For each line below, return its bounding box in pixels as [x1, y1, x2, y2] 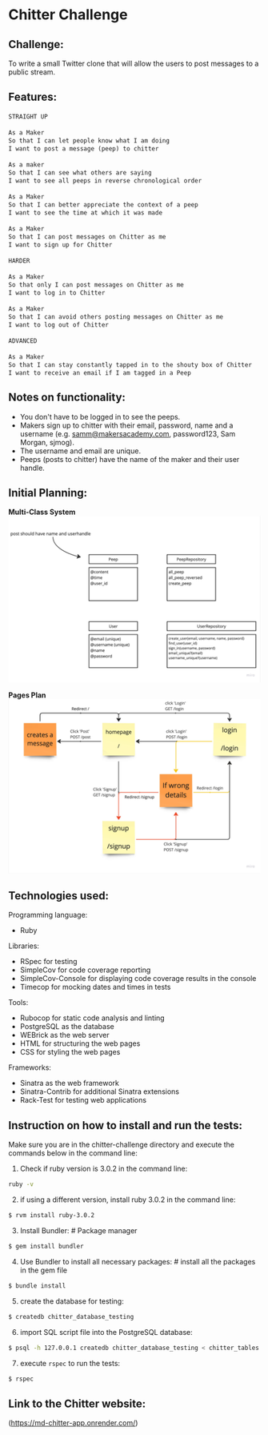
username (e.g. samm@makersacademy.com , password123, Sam [19, 428, 236, 438]
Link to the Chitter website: [8, 1397, 146, 1410]
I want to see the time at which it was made [8, 208, 162, 217]
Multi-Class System [8, 507, 76, 517]
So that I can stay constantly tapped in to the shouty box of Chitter [8, 360, 252, 369]
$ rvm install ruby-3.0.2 [8, 1212, 94, 1220]
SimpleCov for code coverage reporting [19, 965, 151, 975]
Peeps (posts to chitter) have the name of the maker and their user [19, 454, 240, 464]
